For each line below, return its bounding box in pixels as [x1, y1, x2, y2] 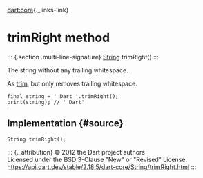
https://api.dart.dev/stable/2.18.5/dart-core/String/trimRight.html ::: [7, 162, 197, 171]
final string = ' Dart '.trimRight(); [7, 92, 119, 99]
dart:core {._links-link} [7, 6, 69, 14]
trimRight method [7, 30, 110, 46]
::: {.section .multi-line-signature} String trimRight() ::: [7, 52, 159, 61]
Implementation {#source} [7, 117, 124, 130]
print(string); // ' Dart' [7, 99, 85, 106]
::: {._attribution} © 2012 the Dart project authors [7, 148, 145, 156]
